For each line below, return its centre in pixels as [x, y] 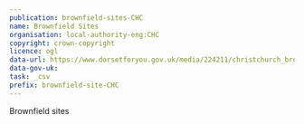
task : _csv [30, 77]
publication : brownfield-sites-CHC [76, 18]
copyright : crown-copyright [62, 43]
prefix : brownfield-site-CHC [64, 85]
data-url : [28, 60]
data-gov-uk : [34, 69]
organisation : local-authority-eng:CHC [85, 34]
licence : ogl [34, 52]
